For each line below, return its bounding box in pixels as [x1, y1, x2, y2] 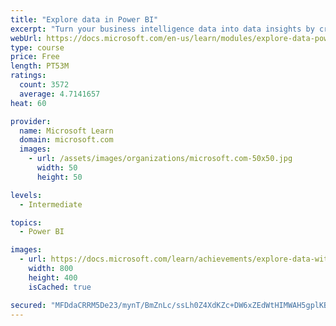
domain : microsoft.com [19, 135, 114, 145]
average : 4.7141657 [19, 89, 101, 99]
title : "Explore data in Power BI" [10, 14, 159, 25]
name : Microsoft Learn [19, 126, 114, 136]
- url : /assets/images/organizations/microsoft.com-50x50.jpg [28, 154, 293, 164]
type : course [10, 42, 65, 53]
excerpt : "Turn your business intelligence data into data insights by [10, 24, 315, 34]
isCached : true [28, 282, 92, 292]
